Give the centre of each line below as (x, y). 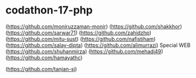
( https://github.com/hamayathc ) (44, 57)
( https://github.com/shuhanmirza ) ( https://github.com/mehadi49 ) (85, 51)
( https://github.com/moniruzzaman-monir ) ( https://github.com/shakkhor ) (94, 26)
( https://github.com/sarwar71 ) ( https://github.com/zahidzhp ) (79, 32)
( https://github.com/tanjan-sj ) (41, 69)
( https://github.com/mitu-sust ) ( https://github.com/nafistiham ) (81, 39)
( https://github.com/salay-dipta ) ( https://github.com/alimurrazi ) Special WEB (98, 45)
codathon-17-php (49, 10)
